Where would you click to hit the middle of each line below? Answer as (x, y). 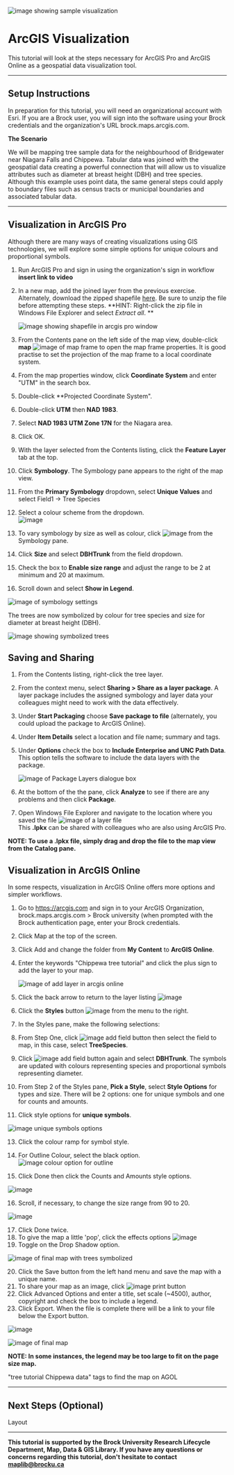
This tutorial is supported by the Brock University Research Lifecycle (109, 1442)
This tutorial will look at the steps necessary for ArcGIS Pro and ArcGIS (109, 58)
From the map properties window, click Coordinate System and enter (117, 375)
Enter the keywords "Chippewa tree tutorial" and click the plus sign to (117, 963)
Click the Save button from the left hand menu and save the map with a (119, 1272)
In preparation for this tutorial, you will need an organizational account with (115, 110)
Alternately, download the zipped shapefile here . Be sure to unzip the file (122, 298)
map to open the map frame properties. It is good (122, 347)
